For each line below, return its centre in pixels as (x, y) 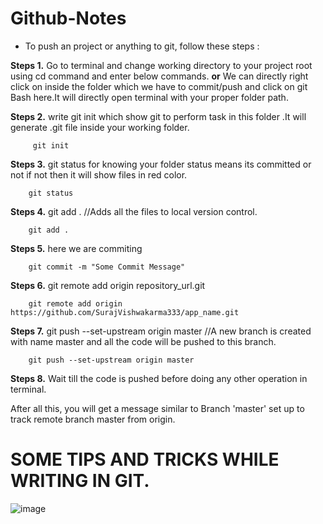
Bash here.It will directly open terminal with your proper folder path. (149, 97)
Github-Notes (68, 18)
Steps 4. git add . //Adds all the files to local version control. (134, 211)
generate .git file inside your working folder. (100, 127)
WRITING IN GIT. (80, 481)
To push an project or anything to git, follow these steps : (142, 46)
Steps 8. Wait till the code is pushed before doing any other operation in (159, 378)
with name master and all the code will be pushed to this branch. (143, 341)
